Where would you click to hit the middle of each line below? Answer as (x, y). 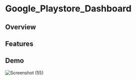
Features (19, 43)
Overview (21, 27)
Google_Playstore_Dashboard (68, 9)
